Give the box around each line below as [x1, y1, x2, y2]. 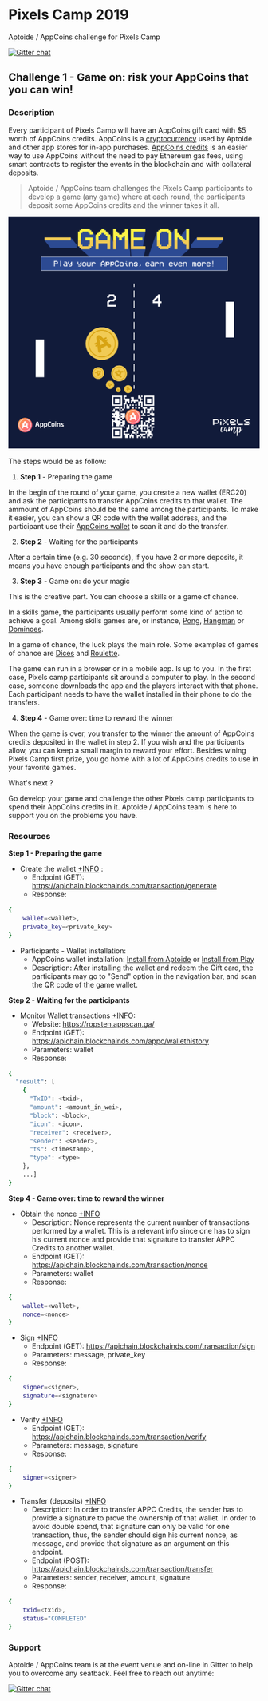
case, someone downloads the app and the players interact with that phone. [8, 681, 258, 690]
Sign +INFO [19, 1333, 58, 1343]
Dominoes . [8, 624, 44, 634]
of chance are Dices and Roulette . [8, 648, 120, 658]
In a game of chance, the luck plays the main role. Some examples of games [8, 639, 259, 649]
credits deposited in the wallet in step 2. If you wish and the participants [8, 737, 245, 746]
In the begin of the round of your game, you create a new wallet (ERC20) [8, 487, 247, 497]
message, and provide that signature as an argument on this [31, 1539, 230, 1548]
